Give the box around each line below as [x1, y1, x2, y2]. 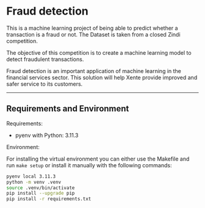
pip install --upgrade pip [6, 190, 75, 196]
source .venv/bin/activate [6, 184, 75, 191]
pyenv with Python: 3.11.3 [15, 131, 79, 139]
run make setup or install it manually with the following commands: [6, 161, 172, 168]
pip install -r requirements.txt [6, 196, 92, 202]
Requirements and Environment [6, 103, 129, 114]
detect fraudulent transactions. [6, 55, 84, 63]
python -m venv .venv [6, 179, 62, 185]
